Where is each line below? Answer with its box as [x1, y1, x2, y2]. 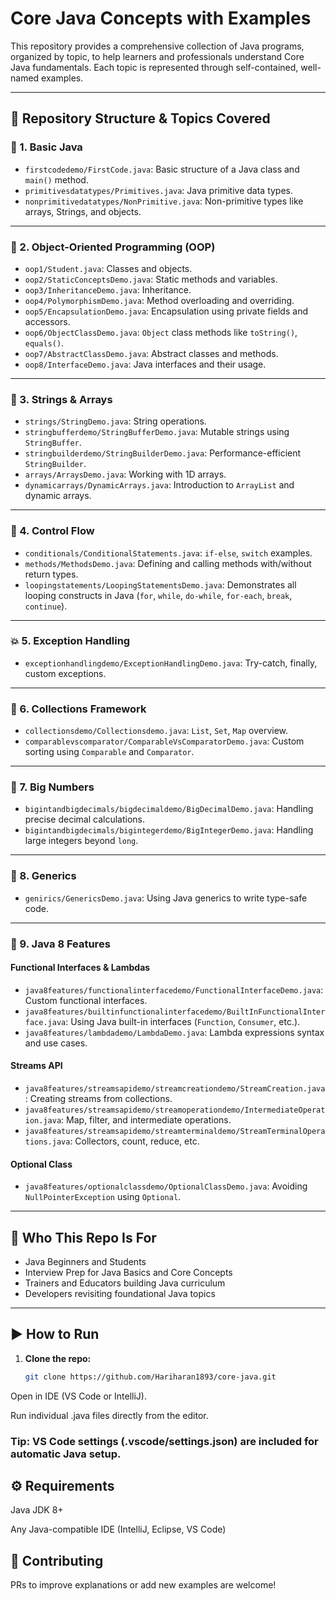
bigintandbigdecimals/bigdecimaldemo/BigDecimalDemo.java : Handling [24, 803, 314, 815]
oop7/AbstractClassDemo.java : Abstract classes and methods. [24, 347, 279, 359]
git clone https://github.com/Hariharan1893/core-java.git [24, 1372, 277, 1382]
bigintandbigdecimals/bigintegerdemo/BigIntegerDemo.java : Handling [24, 824, 314, 836]
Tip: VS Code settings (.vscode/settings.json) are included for [10, 1434, 319, 1448]
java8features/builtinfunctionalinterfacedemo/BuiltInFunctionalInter [24, 1007, 326, 1017]
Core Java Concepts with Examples [10, 7, 312, 30]
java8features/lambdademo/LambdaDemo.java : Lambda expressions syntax [24, 1026, 325, 1038]
